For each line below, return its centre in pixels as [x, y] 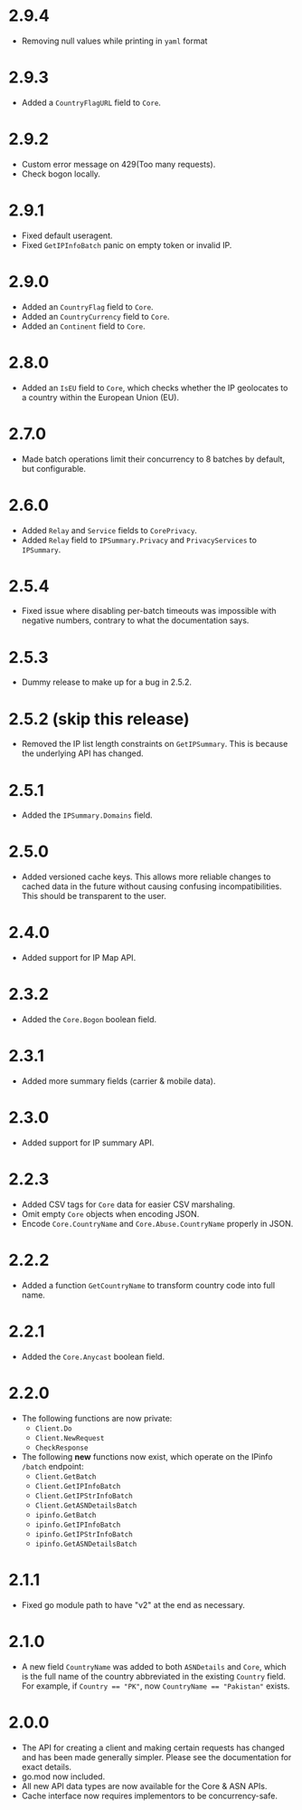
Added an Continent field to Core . [83, 326]
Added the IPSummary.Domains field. [87, 815]
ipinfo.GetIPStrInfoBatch [84, 1534]
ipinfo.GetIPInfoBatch [78, 1525]
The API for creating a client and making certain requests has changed [153, 1748]
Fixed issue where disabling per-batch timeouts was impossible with [149, 611]
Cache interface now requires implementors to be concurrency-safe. [149, 1796]
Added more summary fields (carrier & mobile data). [118, 1081]
